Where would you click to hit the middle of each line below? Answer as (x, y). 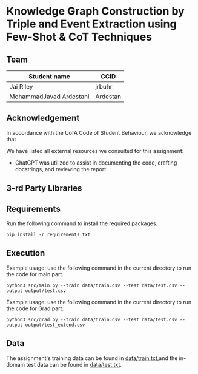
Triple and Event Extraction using (91, 24)
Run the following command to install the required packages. (82, 223)
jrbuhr (104, 87)
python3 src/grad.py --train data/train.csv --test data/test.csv (92, 319)
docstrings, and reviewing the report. (61, 169)
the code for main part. (35, 274)
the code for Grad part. (35, 308)
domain (16, 364)
